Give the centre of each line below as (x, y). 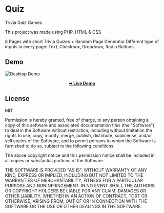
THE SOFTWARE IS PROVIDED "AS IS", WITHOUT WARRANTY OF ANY (76, 170)
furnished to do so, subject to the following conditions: (60, 146)
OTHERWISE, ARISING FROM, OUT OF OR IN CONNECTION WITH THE (76, 201)
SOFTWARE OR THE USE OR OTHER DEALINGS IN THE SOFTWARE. (73, 206)
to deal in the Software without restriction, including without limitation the (79, 130)
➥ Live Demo (82, 83)
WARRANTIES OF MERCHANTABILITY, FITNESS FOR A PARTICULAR (74, 180)
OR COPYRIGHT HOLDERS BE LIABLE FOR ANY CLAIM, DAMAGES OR (76, 191)
